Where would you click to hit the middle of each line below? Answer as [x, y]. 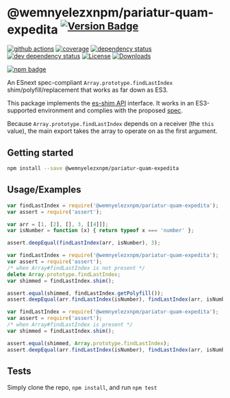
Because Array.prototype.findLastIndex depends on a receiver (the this [111, 124]
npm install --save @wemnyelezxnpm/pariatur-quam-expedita [93, 169]
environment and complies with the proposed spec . [110, 110]
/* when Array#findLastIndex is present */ [70, 325]
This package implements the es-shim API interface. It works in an [101, 103]
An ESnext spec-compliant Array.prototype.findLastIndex [90, 83]
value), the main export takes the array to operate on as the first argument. [112, 131]
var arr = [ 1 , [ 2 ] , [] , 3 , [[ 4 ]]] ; [58, 224]
